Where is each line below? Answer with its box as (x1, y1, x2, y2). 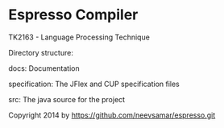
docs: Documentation (8, 63, 80, 73)
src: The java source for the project (8, 94, 126, 104)
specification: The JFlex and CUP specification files (8, 79, 180, 89)
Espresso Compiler (8, 6, 139, 24)
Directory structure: (8, 47, 74, 57)
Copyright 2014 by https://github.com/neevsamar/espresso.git (8, 110, 216, 120)
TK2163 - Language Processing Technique (8, 32, 151, 42)
